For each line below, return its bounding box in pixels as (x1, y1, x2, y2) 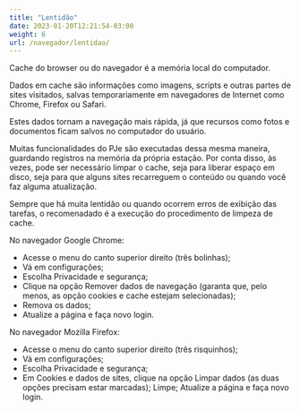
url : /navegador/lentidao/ (9, 38, 110, 47)
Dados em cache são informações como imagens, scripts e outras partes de (9, 80, 291, 90)
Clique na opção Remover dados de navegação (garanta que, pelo (21, 281, 268, 292)
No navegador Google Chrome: (9, 235, 124, 246)
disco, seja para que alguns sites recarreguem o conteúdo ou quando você (9, 172, 287, 183)
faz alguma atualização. (9, 181, 98, 193)
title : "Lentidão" (9, 13, 78, 22)
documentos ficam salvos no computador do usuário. (9, 126, 207, 137)
